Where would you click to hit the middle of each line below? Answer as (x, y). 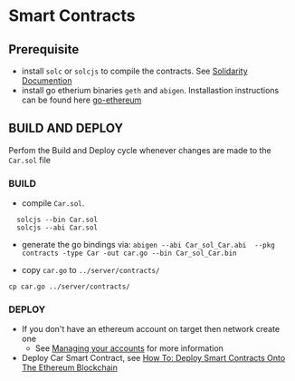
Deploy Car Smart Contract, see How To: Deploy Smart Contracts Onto (153, 358)
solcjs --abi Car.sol (57, 228)
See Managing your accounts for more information (129, 348)
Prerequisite (44, 49)
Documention (47, 81)
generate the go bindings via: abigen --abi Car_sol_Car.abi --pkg (148, 245)
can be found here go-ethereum (81, 100)
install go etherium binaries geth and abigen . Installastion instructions (150, 90)
